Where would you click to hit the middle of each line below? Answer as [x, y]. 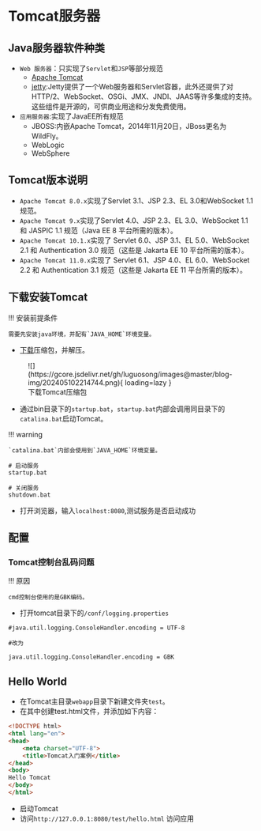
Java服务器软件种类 [56, 48]
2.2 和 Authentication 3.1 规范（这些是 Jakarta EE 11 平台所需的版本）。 [133, 270]
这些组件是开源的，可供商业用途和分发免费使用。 [111, 106]
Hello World [37, 681]
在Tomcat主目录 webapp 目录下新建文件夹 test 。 [94, 701]
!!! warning [26, 434]
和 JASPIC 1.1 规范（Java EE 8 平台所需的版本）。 [98, 230]
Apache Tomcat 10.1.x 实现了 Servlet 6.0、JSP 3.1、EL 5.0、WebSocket [134, 240]
